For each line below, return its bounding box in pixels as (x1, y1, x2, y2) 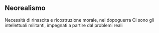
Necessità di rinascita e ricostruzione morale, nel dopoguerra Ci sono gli (5, 17, 154, 23)
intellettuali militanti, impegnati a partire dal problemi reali (5, 22, 123, 28)
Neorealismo (5, 4, 46, 12)
